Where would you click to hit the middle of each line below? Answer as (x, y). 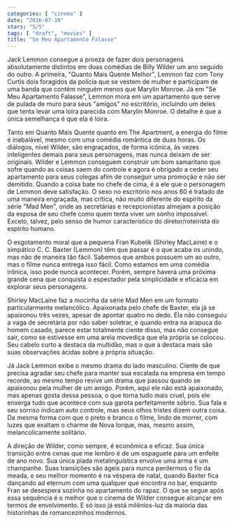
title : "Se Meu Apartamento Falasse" (62, 40)
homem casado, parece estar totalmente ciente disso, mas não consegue (113, 330)
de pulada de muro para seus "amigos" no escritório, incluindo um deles (111, 104)
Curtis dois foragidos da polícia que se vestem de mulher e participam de (113, 82)
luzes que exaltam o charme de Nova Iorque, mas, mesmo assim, (101, 425)
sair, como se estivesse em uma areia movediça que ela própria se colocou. (116, 337)
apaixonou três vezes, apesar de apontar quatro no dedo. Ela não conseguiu (117, 315)
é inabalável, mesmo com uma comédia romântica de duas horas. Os (107, 140)
